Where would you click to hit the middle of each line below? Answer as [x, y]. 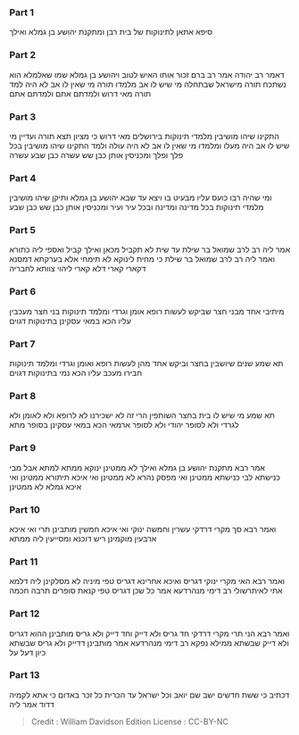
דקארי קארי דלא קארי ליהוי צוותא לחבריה [78, 269]
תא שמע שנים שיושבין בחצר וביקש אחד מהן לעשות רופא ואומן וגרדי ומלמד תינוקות [146, 363]
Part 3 [23, 116]
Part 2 [23, 55]
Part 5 [22, 230]
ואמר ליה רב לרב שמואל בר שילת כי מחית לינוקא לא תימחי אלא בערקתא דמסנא [142, 259]
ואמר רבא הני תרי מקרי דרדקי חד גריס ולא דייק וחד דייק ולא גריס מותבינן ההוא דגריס [149, 633]
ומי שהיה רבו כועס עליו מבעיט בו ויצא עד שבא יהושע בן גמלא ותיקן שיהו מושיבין [141, 197]
